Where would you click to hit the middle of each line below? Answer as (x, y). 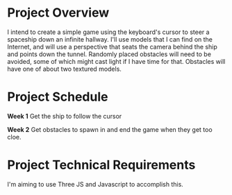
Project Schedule (58, 97)
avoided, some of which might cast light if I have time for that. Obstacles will (116, 61)
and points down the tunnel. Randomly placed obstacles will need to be (109, 54)
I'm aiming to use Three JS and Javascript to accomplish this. (96, 184)
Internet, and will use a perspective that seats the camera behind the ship (112, 46)
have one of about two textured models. (64, 69)
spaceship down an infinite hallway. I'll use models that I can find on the (110, 39)
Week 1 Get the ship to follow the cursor (65, 116)
